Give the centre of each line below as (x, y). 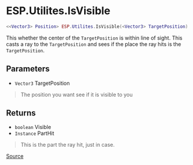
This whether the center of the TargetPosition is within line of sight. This (94, 38)
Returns (21, 113)
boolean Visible (33, 127)
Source (15, 156)
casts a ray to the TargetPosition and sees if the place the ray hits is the (94, 44)
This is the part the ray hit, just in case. (67, 145)
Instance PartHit (34, 133)
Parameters (28, 69)
